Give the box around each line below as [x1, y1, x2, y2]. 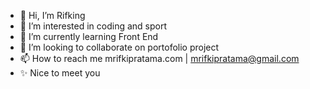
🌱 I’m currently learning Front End [19, 31, 159, 42]
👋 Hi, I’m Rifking [19, 10, 86, 21]
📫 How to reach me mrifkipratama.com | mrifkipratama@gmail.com [19, 53, 300, 64]
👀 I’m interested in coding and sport [19, 20, 168, 32]
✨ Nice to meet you [19, 67, 101, 79]
